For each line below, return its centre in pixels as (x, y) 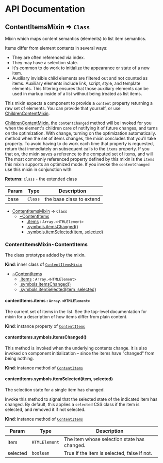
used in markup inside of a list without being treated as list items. (77, 94)
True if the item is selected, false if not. (108, 453)
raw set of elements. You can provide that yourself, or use (63, 108)
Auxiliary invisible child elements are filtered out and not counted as (80, 78)
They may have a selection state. (45, 63)
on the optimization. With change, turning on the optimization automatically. (81, 133)
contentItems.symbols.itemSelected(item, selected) (59, 379)
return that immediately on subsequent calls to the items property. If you (77, 149)
